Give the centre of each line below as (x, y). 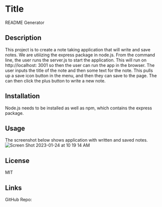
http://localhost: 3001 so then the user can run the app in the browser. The (80, 65)
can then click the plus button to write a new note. (55, 81)
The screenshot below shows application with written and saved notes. (76, 140)
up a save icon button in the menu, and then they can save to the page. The (81, 75)
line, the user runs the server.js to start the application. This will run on (76, 60)
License (17, 160)
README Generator (25, 22)
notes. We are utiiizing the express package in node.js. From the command (80, 55)
